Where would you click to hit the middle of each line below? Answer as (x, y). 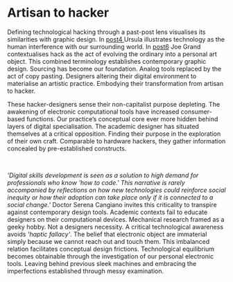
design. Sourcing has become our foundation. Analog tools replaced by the (114, 69)
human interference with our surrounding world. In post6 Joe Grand (104, 46)
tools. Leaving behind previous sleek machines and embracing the (102, 263)
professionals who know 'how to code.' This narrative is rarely (96, 182)
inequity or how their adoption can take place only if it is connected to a (110, 197)
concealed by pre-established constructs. (67, 148)
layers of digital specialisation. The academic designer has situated (103, 126)
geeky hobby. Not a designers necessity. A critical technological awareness (115, 227)
